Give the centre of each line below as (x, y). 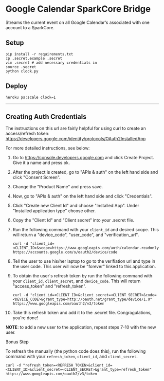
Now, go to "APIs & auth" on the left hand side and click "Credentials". (82, 196)
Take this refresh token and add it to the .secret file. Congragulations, (82, 313)
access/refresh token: (27, 134)
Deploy (17, 86)
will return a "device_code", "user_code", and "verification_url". (76, 235)
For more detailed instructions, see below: (48, 148)
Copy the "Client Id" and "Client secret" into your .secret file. (73, 220)
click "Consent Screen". (36, 177)
